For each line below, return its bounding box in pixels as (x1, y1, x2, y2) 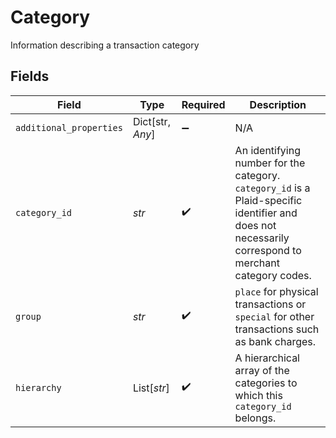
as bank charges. (234, 334, 317, 348)
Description (249, 97, 307, 111)
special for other (234, 309, 315, 323)
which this (234, 388, 283, 402)
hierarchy (15, 382, 62, 393)
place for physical (234, 284, 319, 298)
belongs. (234, 411, 277, 425)
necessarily (234, 231, 290, 245)
